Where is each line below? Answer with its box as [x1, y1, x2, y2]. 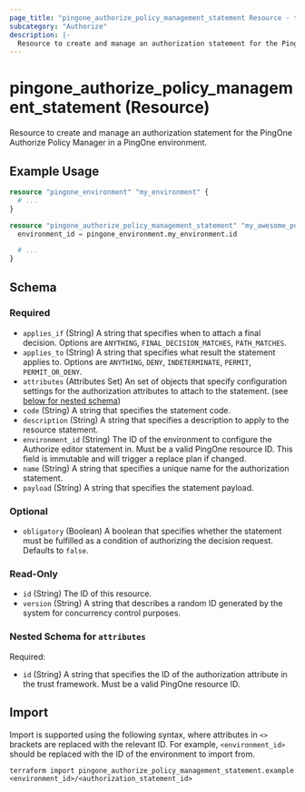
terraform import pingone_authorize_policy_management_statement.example [9, 766, 295, 775]
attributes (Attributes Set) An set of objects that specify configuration [22, 375, 288, 387]
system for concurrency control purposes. [22, 607, 182, 619]
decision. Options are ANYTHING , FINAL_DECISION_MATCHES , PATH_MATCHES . [22, 337, 288, 348]
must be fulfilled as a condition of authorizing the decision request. [22, 535, 274, 546]
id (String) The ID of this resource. [22, 588, 152, 599]
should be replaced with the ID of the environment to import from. [9, 748, 256, 759]
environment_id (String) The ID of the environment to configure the [22, 433, 272, 444]
